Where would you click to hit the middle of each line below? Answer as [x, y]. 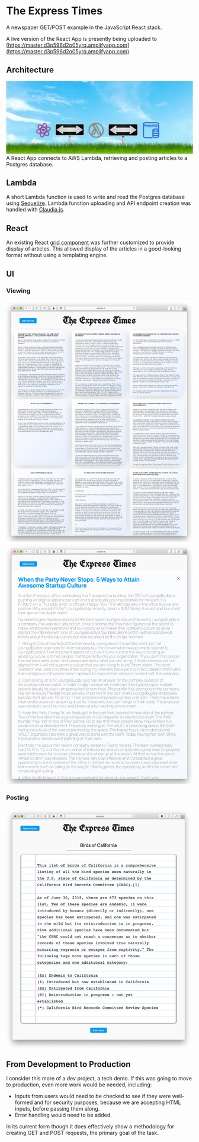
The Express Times [54, 11]
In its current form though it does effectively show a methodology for [90, 1127]
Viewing [18, 290]
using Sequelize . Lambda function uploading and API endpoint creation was [99, 203]
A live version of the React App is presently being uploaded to [81, 39]
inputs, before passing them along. [57, 1109]
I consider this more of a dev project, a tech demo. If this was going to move [99, 1079]
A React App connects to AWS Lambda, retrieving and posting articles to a [97, 158]
